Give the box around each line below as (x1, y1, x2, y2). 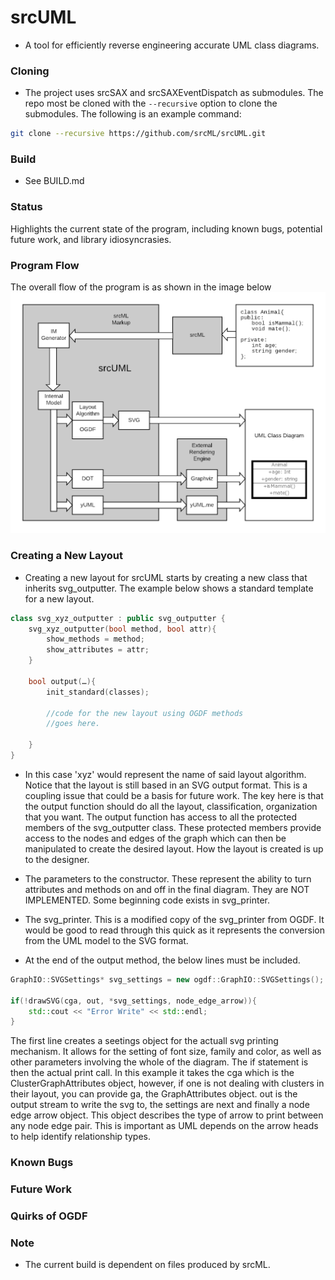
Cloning (10, 64, 50, 78)
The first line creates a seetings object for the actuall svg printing (10, 1035, 279, 1047)
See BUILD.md (24, 175, 85, 187)
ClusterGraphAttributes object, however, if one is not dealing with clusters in (10, 1077, 325, 1090)
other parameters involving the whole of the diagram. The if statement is (10, 1056, 309, 1068)
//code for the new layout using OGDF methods (46, 708, 244, 718)
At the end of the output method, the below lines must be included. (24, 954, 301, 966)
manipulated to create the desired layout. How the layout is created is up (24, 842, 324, 855)
